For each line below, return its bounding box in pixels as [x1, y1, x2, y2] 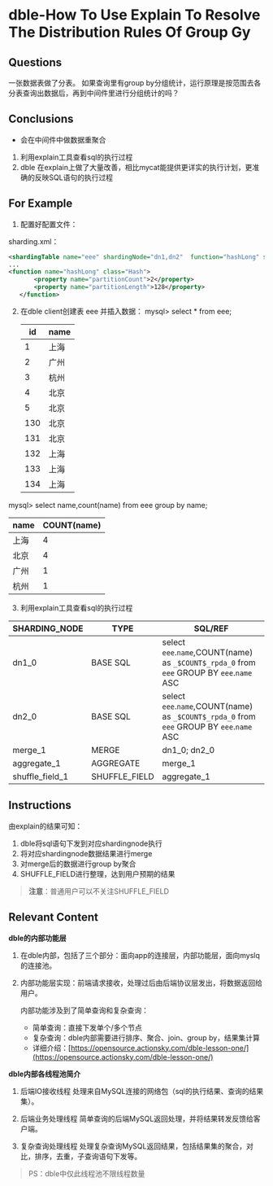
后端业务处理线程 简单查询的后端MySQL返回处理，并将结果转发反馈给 [19, 1114, 253, 1123]
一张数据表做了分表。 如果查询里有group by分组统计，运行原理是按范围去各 [8, 78, 262, 87]
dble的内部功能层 [8, 933, 67, 943]
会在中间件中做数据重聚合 [19, 134, 106, 144]
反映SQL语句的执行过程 [34, 173, 114, 182]
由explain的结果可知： [8, 821, 83, 831]
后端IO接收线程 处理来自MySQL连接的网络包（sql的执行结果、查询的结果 [19, 1086, 264, 1096]
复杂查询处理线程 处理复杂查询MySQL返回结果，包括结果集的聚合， [19, 1141, 246, 1151]
